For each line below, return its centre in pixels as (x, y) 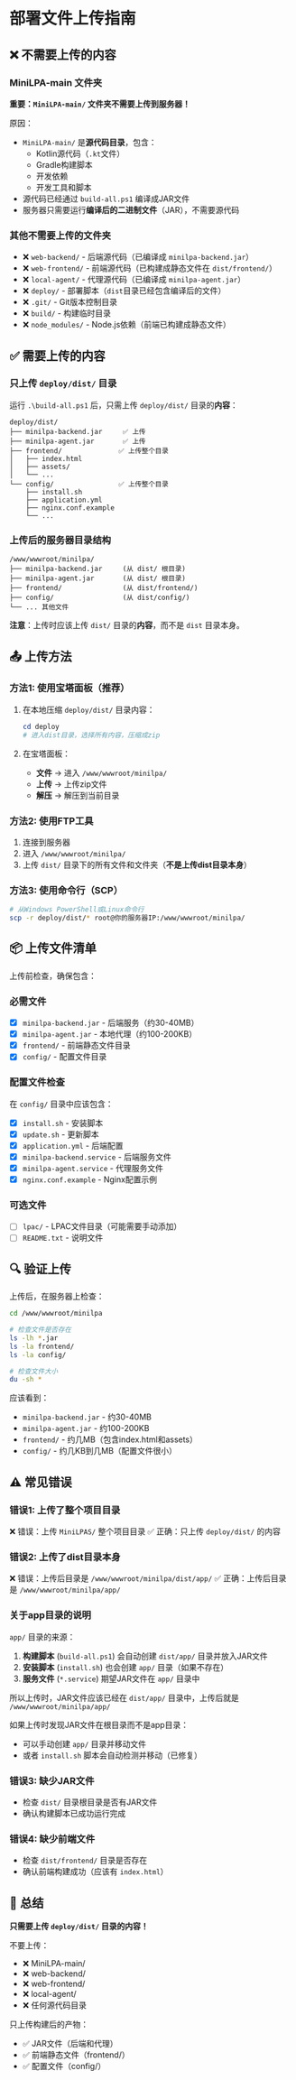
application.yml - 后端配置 (73, 1145)
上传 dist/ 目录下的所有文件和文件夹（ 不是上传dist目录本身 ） (137, 864)
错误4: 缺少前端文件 (52, 1839)
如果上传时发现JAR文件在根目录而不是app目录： (99, 1724)
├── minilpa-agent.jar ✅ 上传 (78, 441)
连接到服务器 (46, 842)
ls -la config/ (38, 1354)
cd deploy (41, 726)
